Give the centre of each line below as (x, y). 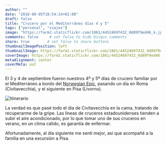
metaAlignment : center (28, 60)
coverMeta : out (21, 64)
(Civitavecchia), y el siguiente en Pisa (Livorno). (54, 89)
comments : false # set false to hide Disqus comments (66, 37)
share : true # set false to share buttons (57, 42)
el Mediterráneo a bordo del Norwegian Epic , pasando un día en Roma (77, 84)
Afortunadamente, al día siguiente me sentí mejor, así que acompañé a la (79, 133)
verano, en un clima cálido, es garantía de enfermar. (58, 124)
